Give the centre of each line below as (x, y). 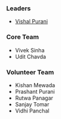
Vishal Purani (31, 22)
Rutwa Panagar (34, 98)
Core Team (23, 37)
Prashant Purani (35, 91)
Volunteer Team (30, 72)
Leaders (19, 8)
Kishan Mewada (35, 85)
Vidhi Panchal (32, 111)
